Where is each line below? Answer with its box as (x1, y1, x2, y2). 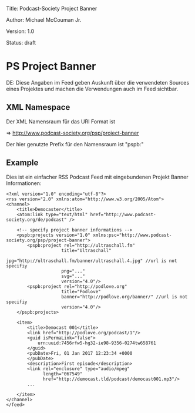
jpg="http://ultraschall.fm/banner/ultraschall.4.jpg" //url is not (6, 258, 177, 264)
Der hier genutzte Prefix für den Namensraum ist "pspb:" (6, 140, 144, 147)
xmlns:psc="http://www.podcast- (93, 232, 172, 238)
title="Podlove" (61, 288, 101, 294)
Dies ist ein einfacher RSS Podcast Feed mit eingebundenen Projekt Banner (6, 173, 189, 180)
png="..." (61, 268, 85, 274)
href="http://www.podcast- (90, 211, 157, 217)
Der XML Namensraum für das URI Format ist (6, 117, 116, 125)
